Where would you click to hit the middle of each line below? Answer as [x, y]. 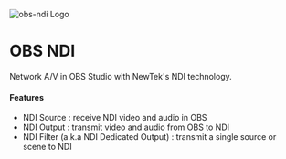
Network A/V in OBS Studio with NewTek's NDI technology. [121, 76]
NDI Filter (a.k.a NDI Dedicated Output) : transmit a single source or [149, 137]
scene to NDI [47, 147]
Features [26, 97]
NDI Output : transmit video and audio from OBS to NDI [126, 127]
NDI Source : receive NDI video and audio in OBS [115, 118]
